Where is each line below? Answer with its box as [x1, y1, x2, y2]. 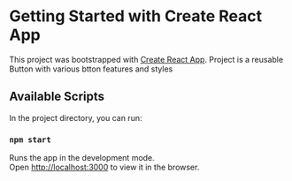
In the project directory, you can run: [9, 112, 142, 123]
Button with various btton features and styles [9, 64, 173, 74]
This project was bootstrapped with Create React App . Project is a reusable [9, 54, 284, 64]
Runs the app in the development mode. [9, 153, 155, 163]
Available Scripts [9, 89, 104, 104]
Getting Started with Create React [9, 6, 263, 26]
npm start [9, 134, 51, 145]
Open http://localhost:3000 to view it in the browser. [9, 162, 200, 173]
